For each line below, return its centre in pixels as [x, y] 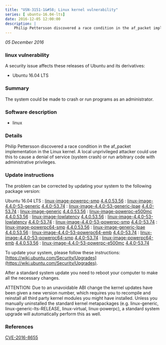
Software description [31, 112]
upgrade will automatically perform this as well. [53, 314]
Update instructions [30, 175]
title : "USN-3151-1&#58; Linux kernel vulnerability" [62, 10]
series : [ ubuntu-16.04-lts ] [35, 14]
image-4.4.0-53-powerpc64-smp [39, 237]
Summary [17, 88]
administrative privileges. [31, 162]
